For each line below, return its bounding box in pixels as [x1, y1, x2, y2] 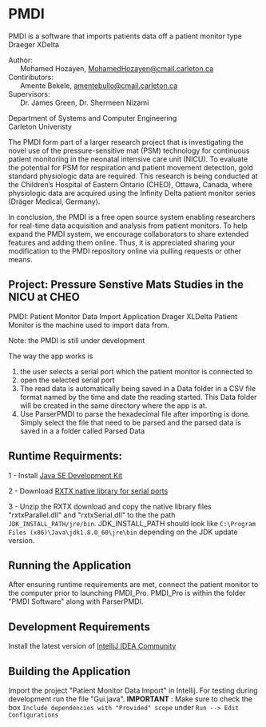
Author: [8, 55, 34, 65]
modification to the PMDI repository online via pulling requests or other [8, 246, 242, 256]
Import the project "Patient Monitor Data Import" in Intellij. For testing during [8, 685, 258, 695]
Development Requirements [8, 620, 150, 633]
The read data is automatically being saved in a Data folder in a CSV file [19, 383, 256, 393]
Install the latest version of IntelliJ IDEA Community [8, 641, 177, 651]
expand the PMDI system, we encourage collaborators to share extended [8, 229, 249, 238]
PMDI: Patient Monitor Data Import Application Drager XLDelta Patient [8, 311, 238, 321]
